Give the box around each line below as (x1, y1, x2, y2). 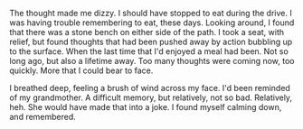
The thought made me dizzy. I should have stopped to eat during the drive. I (9, 8, 292, 18)
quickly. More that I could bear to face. (9, 65, 154, 76)
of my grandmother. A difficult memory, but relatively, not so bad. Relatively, (9, 92, 292, 103)
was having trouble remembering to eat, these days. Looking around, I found (9, 17, 295, 28)
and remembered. (9, 112, 77, 122)
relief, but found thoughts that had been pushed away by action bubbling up (9, 36, 293, 47)
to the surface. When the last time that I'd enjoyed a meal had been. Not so (9, 46, 289, 57)
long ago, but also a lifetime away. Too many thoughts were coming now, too (9, 56, 295, 66)
